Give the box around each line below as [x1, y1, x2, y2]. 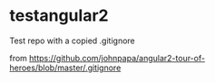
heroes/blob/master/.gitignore [9, 62, 122, 73]
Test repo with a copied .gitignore [9, 35, 136, 46]
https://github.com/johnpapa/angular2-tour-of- [28, 52, 206, 63]
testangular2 [9, 5, 109, 26]
